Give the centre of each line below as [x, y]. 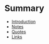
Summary [24, 8]
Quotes [19, 32]
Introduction [24, 22]
